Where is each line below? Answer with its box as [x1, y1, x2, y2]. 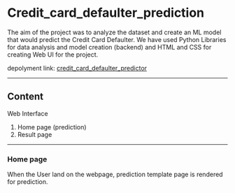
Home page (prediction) [17, 122, 87, 131]
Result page [17, 130, 52, 138]
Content [7, 91, 44, 103]
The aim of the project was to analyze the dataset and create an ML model [7, 28, 222, 36]
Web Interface [7, 109, 48, 117]
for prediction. [7, 178, 48, 186]
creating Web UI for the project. [7, 50, 99, 59]
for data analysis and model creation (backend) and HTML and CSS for [7, 43, 212, 51]
